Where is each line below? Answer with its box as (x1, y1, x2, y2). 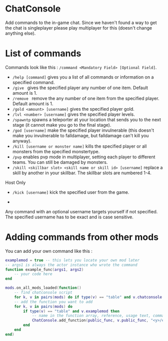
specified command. (12, 79, 55, 85)
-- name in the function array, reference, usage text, (31, 313, 151, 318)
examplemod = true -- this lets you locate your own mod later (5, 257, 140, 263)
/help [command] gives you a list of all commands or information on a (12, 74, 154, 80)
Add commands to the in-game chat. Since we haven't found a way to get (5, 20, 157, 26)
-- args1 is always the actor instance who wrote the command (5, 262, 137, 267)
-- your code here (14, 271, 52, 277)
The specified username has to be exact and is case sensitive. (5, 214, 133, 220)
